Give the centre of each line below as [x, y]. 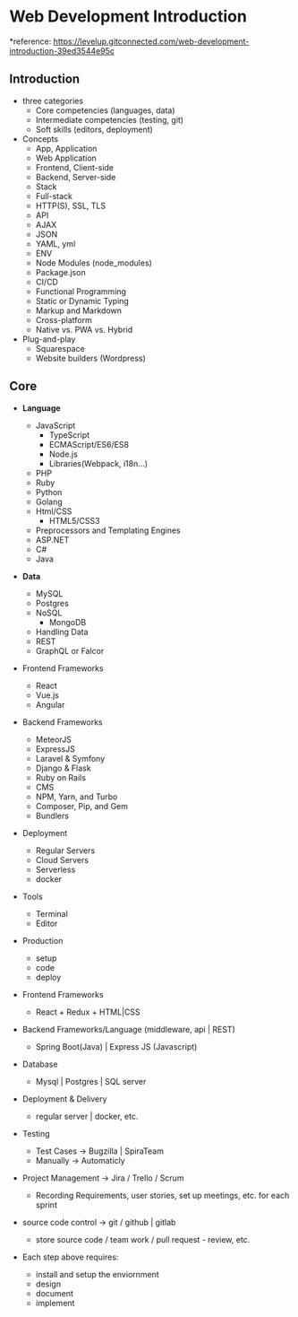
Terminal [52, 913]
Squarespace [60, 348]
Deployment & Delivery [64, 1099]
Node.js [63, 454]
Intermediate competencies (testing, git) [110, 119]
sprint [47, 1205]
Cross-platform [64, 319]
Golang [49, 502]
